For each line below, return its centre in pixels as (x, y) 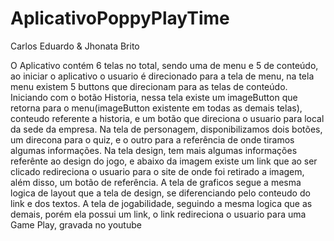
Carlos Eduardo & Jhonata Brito (75, 46)
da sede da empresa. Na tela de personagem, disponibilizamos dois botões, (166, 129)
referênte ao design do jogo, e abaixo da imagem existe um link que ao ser (164, 161)
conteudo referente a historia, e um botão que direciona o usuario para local (167, 118)
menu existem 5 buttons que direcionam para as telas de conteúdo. (149, 86)
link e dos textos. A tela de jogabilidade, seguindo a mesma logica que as (161, 203)
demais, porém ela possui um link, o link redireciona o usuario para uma (158, 214)
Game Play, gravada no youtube (76, 224)
